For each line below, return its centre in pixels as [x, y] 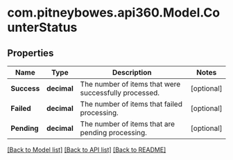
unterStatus [42, 27]
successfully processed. [120, 93]
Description [132, 72]
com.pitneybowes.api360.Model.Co [114, 13]
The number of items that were [130, 84]
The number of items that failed [131, 104]
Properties [31, 53]
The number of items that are [128, 124]
